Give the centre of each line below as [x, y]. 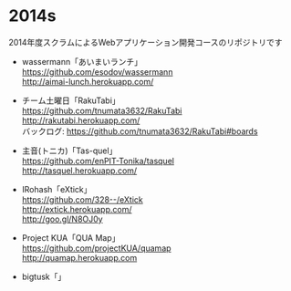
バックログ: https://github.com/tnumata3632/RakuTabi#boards [140, 131]
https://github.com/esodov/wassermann [97, 72]
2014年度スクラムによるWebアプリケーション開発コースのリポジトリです [146, 42]
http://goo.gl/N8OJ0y [62, 219]
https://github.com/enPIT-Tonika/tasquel [98, 161]
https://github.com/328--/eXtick [82, 199]
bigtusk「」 [44, 276]
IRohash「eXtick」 [57, 189]
